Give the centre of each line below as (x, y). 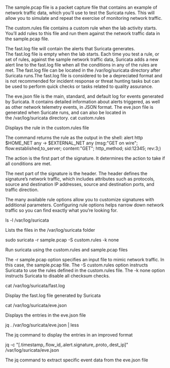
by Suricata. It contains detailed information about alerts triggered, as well (83, 102)
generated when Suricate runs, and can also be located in (66, 112)
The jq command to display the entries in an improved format (69, 335)
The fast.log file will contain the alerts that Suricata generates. (70, 49)
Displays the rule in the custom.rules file (47, 128)
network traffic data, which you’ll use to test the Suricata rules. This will (80, 13)
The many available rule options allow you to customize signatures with (80, 200)
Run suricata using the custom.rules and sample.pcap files (66, 250)
